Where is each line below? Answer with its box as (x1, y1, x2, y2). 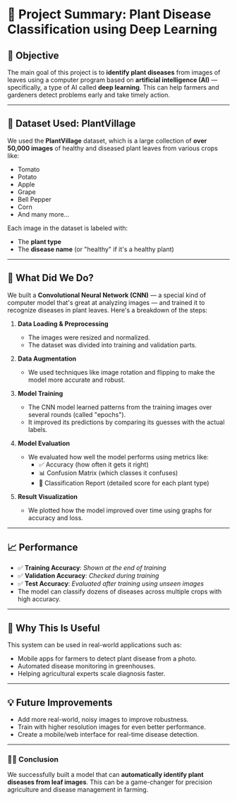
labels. (28, 425, 48, 433)
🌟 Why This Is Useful (7, 622, 100, 634)
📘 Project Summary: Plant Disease (7, 6, 212, 23)
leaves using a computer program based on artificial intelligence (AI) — (7, 76, 218, 84)
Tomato (17, 165, 40, 174)
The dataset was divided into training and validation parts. (28, 340, 197, 349)
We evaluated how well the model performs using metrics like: (28, 452, 209, 461)
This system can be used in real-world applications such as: (7, 641, 182, 649)
